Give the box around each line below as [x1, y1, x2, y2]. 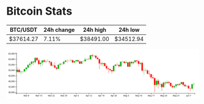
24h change [43, 26, 75, 34]
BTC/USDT [10, 26, 38, 34]
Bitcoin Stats [6, 4, 73, 18]
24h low [118, 26, 140, 34]
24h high [82, 26, 107, 34]
